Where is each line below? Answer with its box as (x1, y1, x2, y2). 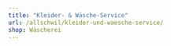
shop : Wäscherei (8, 26, 61, 34)
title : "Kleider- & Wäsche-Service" (8, 11, 128, 19)
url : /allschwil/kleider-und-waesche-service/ (8, 19, 164, 27)
